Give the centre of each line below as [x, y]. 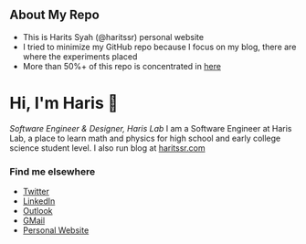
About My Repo [55, 15]
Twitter [36, 192]
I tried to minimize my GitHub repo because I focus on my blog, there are [159, 47]
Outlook [37, 211]
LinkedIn [39, 201]
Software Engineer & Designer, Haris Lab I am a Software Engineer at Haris [151, 128]
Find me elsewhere [53, 171]
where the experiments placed [80, 56]
